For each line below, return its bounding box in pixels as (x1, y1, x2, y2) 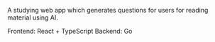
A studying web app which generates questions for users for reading (7, 6, 209, 14)
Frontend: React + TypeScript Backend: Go (7, 27, 133, 35)
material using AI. (7, 13, 59, 22)
